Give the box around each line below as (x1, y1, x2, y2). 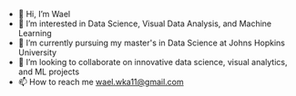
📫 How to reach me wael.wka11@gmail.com (17, 77, 184, 87)
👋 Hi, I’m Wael (17, 9, 71, 19)
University (17, 47, 57, 58)
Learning (17, 28, 52, 38)
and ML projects (17, 66, 80, 77)
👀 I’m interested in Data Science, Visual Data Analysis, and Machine (17, 18, 271, 29)
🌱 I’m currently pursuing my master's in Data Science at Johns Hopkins (17, 37, 285, 48)
